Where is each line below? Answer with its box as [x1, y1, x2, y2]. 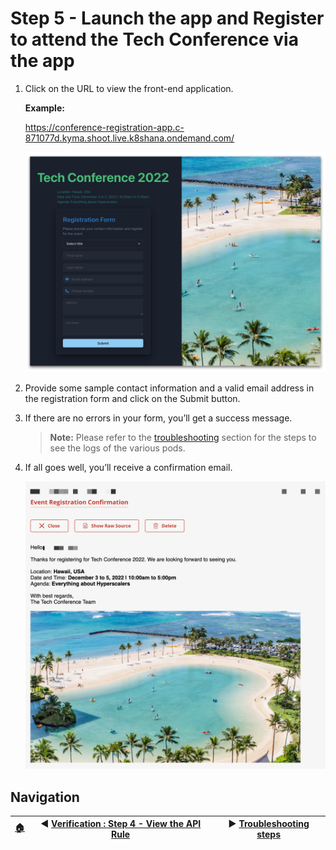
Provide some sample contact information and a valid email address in [24, 382, 315, 394]
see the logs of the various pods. [49, 442, 186, 454]
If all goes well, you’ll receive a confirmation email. [24, 461, 233, 473]
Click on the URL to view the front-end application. [24, 82, 234, 94]
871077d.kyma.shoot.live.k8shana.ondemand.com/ [24, 132, 235, 144]
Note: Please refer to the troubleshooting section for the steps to [49, 431, 317, 443]
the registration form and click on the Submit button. [24, 392, 241, 404]
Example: [24, 102, 65, 114]
